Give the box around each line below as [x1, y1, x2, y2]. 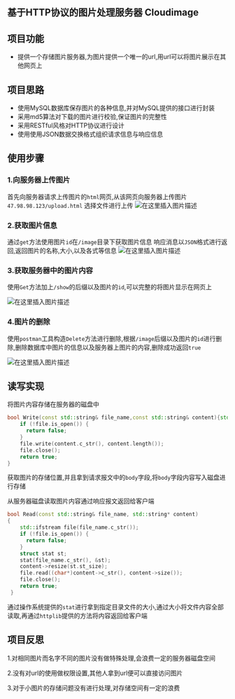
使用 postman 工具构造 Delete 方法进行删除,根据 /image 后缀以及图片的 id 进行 [7, 334, 216, 342]
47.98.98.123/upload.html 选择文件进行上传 [7, 201, 134, 209]
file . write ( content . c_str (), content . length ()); [20, 440, 164, 447]
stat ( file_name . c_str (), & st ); [20, 556, 111, 564]
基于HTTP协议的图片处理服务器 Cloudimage [7, 6, 199, 19]
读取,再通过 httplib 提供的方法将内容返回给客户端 [7, 611, 148, 620]
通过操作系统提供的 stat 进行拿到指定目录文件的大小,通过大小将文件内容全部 [7, 602, 224, 611]
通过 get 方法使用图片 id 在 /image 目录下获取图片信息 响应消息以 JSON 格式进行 [7, 237, 222, 246]
